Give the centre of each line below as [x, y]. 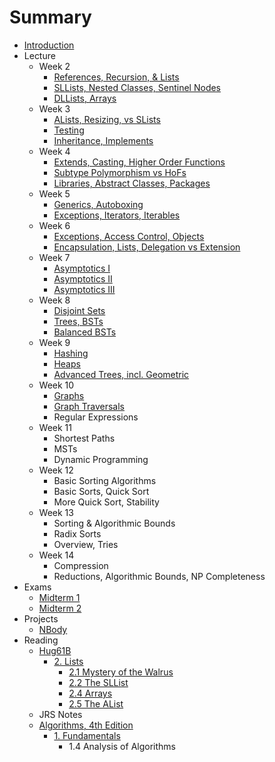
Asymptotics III [84, 289]
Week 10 [56, 385]
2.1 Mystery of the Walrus [121, 672]
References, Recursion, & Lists [116, 77]
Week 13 [56, 512]
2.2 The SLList [98, 682]
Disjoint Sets [79, 310]
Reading [41, 640]
